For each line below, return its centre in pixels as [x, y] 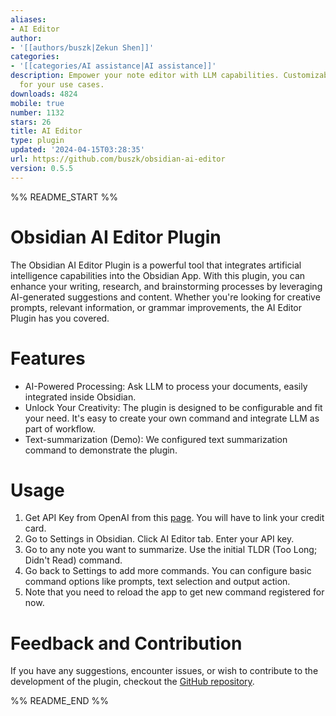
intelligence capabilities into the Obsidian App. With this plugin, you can [158, 275]
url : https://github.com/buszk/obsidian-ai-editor [118, 159]
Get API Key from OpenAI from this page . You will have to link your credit [174, 518]
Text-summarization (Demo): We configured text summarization [156, 439]
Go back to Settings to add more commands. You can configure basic [168, 571]
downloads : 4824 [44, 94]
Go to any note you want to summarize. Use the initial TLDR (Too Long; [171, 550]
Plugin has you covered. [60, 318]
